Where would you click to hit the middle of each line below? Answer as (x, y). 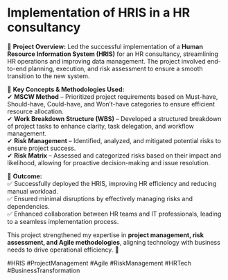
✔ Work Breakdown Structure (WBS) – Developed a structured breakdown (114, 118)
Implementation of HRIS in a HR (99, 13)
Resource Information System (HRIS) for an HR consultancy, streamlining (113, 54)
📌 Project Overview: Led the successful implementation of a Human (105, 46)
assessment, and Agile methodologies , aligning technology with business (114, 242)
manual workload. (33, 191)
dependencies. (28, 206)
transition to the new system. (49, 76)
